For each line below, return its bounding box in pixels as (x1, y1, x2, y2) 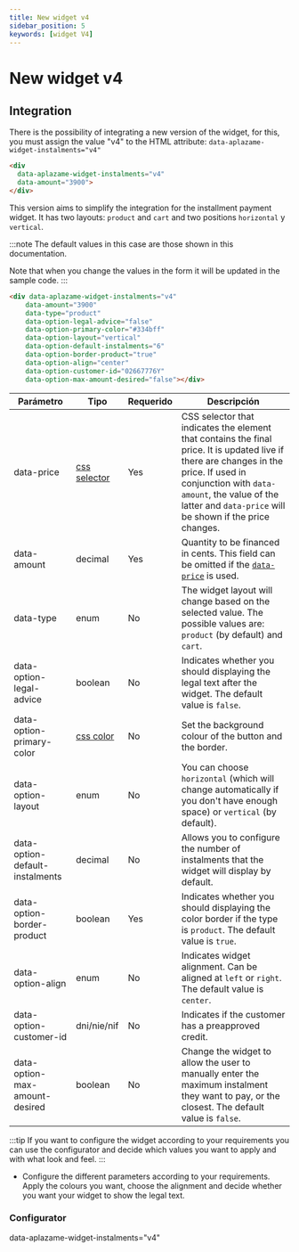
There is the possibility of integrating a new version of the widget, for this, (9, 127, 280, 138)
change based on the (181, 594, 271, 607)
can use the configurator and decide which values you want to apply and (9, 1144, 277, 1155)
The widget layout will (181, 584, 273, 596)
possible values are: (181, 617, 265, 629)
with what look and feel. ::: (9, 1153, 106, 1164)
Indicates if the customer (181, 1008, 286, 1020)
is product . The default (181, 923, 276, 936)
